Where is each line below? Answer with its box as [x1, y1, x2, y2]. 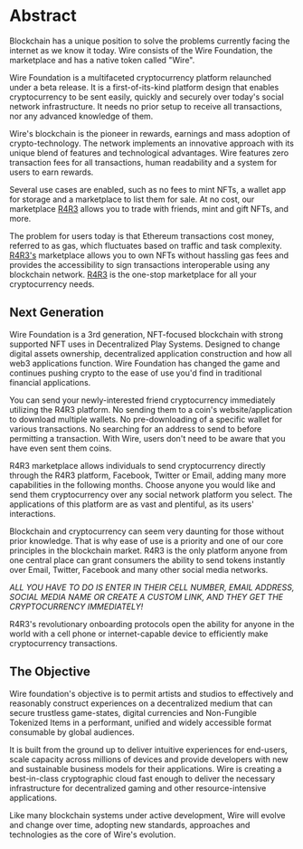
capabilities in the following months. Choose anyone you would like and [9, 479, 276, 490]
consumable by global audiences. [9, 726, 136, 738]
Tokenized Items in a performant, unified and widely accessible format [9, 717, 272, 728]
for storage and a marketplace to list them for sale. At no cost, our [9, 194, 255, 205]
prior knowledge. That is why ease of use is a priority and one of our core [9, 535, 284, 546]
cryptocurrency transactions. [9, 637, 118, 648]
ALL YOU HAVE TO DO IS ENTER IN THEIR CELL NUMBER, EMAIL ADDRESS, [9, 581, 295, 593]
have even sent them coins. [9, 443, 112, 453]
